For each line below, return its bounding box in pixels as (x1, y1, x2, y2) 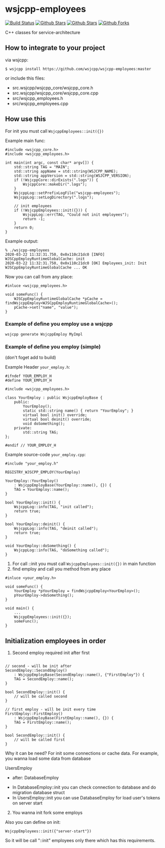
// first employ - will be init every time (5, 707, 96, 712)
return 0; (14, 225, 35, 230)
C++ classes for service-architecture (5, 29, 81, 35)
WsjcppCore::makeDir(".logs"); (23, 182, 87, 187)
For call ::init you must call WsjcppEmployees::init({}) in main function (12, 561, 156, 567)
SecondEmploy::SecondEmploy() (5, 668, 68, 673)
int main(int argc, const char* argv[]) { (5, 160, 94, 165)
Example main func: (5, 138, 45, 143)
